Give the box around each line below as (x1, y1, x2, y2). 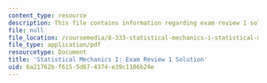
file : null (8, 26, 44, 34)
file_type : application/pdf (8, 41, 102, 49)
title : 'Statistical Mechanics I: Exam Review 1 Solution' (8, 56, 208, 64)
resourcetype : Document (8, 48, 87, 56)
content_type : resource (8, 11, 87, 20)
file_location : (8, 33, 59, 42)
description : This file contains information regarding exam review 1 (8, 19, 247, 27)
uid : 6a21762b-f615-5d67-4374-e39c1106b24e (8, 63, 155, 71)
